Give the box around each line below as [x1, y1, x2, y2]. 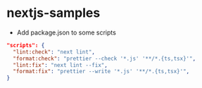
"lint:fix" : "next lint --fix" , [13, 61, 108, 68]
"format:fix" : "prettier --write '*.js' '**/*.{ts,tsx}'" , [13, 68, 190, 75]
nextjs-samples [6, 5, 101, 21]
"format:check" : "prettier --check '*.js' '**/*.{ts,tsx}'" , [13, 55, 196, 62]
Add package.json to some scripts [16, 28, 117, 37]
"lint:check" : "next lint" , [13, 48, 96, 56]
